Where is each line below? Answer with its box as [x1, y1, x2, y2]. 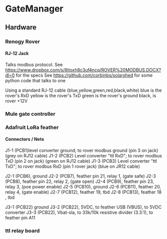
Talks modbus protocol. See [5, 61, 63, 68]
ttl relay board [5, 227, 40, 234]
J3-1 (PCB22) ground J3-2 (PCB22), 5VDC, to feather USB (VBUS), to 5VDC [5, 204, 162, 210]
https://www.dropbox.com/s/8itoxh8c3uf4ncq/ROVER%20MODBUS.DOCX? [5, 67, 161, 73]
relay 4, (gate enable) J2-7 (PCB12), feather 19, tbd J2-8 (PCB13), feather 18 [5, 189, 161, 195]
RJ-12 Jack [5, 51, 29, 57]
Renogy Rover [5, 38, 40, 45]
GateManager [5, 3, 63, 15]
